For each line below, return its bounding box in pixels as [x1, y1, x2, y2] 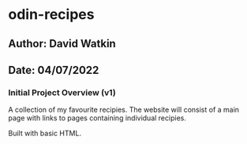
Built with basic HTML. [8, 128, 81, 138]
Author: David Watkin [8, 37, 116, 50]
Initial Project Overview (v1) [8, 87, 116, 98]
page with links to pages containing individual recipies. [8, 113, 187, 123]
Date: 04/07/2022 [8, 63, 99, 76]
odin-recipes [8, 6, 95, 24]
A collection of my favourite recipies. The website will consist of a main [8, 105, 239, 115]
